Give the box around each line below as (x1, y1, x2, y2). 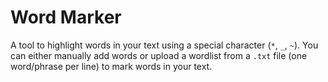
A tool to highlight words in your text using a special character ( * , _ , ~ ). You (10, 39, 319, 51)
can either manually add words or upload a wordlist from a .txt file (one (10, 49, 308, 61)
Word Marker (10, 6, 122, 29)
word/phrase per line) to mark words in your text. (10, 60, 213, 72)
